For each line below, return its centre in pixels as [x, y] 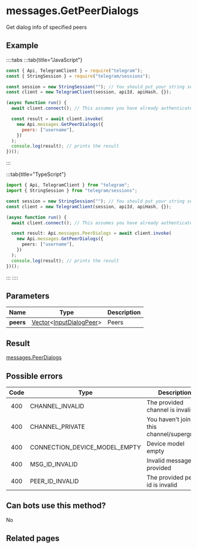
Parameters [28, 296]
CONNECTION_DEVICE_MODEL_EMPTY [86, 447]
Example [22, 46]
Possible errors [35, 376]
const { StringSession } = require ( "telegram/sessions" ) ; [78, 76]
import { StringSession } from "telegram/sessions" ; [72, 191]
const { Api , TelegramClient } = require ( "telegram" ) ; [74, 71]
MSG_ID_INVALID [54, 464]
